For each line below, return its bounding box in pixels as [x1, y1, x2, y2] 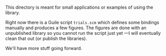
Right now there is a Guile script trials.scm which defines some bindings [5, 20, 159, 25]
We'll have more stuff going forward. [5, 45, 83, 51]
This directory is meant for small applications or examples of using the [5, 5, 153, 10]
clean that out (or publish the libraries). [5, 35, 87, 41]
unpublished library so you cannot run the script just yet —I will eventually [5, 30, 161, 36]
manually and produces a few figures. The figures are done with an [5, 25, 147, 31]
